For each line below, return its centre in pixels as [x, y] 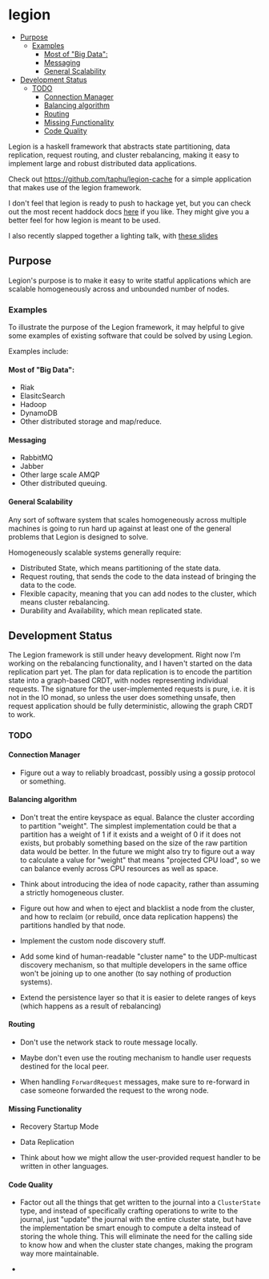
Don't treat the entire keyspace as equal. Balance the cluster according [137, 817]
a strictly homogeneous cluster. [72, 892]
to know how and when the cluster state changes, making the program [137, 1245]
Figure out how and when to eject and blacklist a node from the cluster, [137, 908]
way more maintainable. [59, 1253]
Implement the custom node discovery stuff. [92, 940]
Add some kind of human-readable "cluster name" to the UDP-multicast [139, 956]
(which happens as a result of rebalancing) [90, 1006]
